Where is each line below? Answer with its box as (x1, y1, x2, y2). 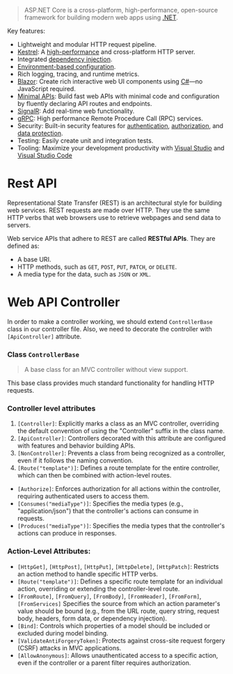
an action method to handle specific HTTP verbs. (17, 570, 159, 578)
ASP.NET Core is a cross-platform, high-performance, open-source (24, 6, 218, 14)
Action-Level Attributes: (7, 547, 91, 556)
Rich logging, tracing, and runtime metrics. (17, 70, 140, 78)
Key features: (7, 27, 45, 35)
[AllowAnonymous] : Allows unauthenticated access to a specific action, (17, 651, 218, 659)
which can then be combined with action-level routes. (17, 471, 172, 480)
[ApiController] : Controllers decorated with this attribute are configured (17, 434, 226, 443)
